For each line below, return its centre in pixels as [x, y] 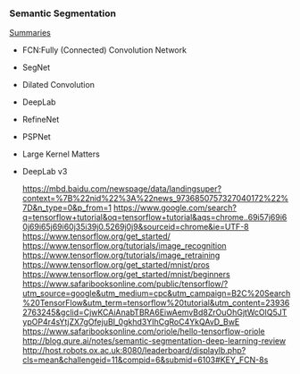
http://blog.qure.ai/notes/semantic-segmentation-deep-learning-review [154, 341]
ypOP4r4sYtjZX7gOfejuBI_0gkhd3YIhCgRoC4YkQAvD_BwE [131, 322]
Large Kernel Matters [61, 154]
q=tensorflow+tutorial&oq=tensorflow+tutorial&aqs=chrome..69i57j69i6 [154, 217]
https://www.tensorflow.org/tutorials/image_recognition [124, 246]
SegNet [36, 68]
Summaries [30, 33]
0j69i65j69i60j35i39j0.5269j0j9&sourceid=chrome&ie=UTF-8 [135, 227]
